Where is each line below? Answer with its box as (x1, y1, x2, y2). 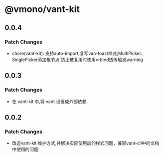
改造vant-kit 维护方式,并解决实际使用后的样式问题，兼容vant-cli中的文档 (11, 140, 160, 146)
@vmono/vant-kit (4, 3, 80, 15)
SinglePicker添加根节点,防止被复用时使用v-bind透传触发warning (11, 56, 143, 62)
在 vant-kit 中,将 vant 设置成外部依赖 (11, 98, 87, 104)
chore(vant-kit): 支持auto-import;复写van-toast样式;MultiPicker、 (11, 50, 146, 56)
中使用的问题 (11, 146, 38, 152)
